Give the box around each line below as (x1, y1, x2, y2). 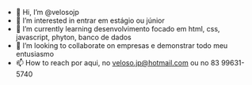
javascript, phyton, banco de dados (15, 32, 132, 42)
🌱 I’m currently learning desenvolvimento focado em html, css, (15, 24, 220, 33)
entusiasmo (15, 50, 54, 58)
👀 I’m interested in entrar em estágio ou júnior (15, 16, 165, 25)
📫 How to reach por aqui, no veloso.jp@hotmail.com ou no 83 (15, 58, 220, 67)
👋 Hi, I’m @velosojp (15, 8, 79, 17)
